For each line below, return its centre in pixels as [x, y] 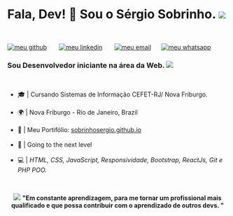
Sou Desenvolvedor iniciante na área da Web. [86, 65]
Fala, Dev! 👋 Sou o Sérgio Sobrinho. [112, 14]
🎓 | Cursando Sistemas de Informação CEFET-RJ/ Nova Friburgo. [112, 94]
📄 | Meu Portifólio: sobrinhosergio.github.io [79, 130]
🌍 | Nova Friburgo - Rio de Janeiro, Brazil [77, 113]
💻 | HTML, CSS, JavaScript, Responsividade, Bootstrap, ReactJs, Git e [120, 160]
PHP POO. [32, 170]
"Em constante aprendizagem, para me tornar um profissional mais [122, 198]
